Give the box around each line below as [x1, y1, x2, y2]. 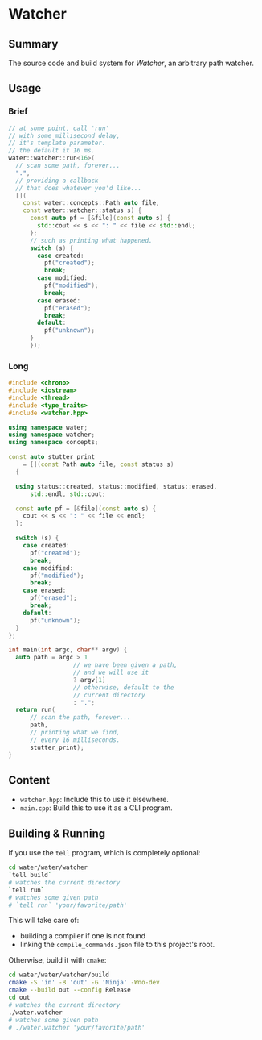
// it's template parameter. [8, 139, 106, 148]
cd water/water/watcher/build [8, 971, 110, 980]
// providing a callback [15, 177, 99, 185]
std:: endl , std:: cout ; [29, 489, 106, 498]
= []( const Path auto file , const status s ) [23, 460, 174, 468]
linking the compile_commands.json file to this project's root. [19, 940, 215, 950]
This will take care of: [8, 916, 80, 926]
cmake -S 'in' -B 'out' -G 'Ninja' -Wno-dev [8, 979, 160, 987]
